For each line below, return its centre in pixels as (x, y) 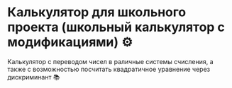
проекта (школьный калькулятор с (116, 27)
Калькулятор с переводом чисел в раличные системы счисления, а (111, 61)
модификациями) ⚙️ (70, 42)
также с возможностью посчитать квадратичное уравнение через (109, 69)
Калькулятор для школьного (97, 12)
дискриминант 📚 (34, 77)
